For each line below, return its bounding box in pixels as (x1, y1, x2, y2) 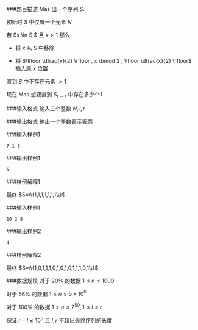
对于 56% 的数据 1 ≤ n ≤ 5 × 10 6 (6, 289, 87, 298)
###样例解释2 (6, 251, 41, 258)
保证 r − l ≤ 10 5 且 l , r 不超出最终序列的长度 (6, 316, 113, 324)
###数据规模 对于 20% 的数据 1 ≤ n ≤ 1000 (6, 277, 115, 284)
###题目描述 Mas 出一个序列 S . (6, 5, 85, 12)
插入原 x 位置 (15, 65, 49, 72)
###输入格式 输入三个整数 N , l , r (6, 104, 85, 112)
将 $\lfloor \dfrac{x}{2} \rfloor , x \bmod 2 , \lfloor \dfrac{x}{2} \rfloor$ (15, 57, 192, 64)
